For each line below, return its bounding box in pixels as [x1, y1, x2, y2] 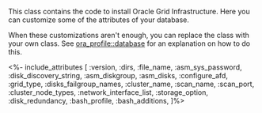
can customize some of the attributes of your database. [8, 15, 190, 24]
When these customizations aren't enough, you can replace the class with [8, 31, 249, 40]
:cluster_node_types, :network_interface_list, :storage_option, [8, 88, 208, 97]
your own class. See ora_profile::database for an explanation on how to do [8, 39, 251, 48]
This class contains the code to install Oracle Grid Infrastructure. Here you [8, 7, 251, 16]
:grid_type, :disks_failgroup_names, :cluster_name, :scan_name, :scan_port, [8, 79, 255, 89]
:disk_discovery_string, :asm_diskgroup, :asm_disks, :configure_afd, [8, 71, 228, 80]
